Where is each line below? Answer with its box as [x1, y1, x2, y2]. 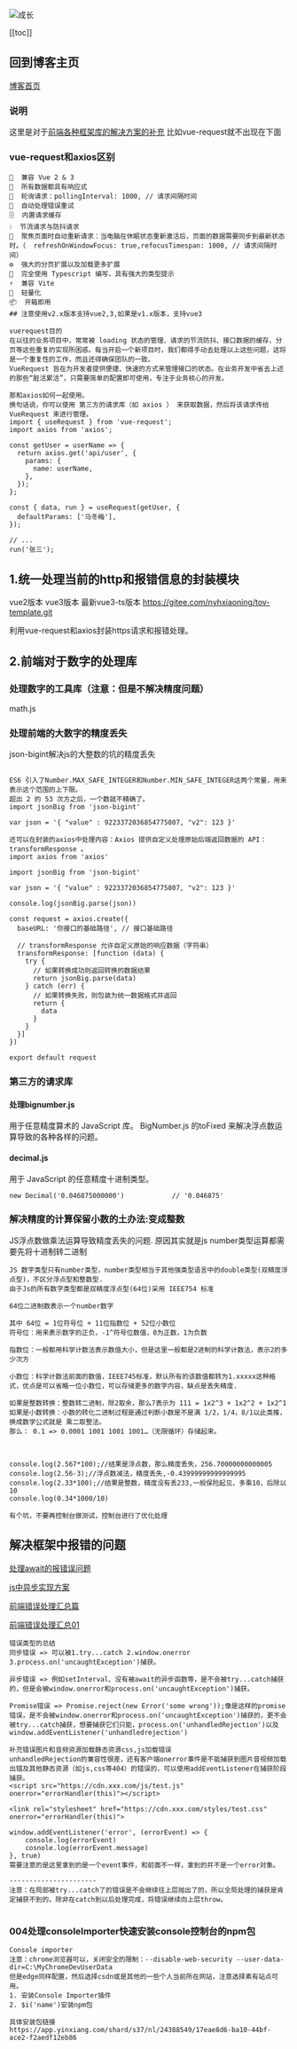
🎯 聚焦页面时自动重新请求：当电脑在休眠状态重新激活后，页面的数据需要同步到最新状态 [9, 232, 285, 241]
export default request [9, 1053, 98, 1062]
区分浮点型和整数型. [39, 1274, 104, 1284]
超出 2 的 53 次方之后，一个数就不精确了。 [9, 795, 150, 804]
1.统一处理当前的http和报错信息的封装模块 [9, 571, 239, 587]
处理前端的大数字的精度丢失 [9, 727, 128, 739]
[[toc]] [9, 28, 33, 37]
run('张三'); [9, 546, 55, 555]
